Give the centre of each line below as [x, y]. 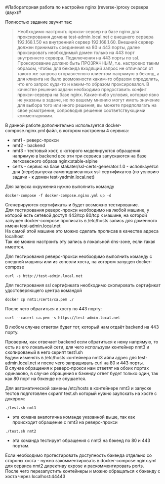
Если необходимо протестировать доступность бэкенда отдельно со [79, 455]
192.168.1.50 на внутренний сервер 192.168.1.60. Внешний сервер [85, 42]
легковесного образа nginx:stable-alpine [55, 161]
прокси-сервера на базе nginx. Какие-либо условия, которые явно [88, 95]
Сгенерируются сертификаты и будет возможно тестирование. [72, 205]
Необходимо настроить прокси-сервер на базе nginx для [78, 31]
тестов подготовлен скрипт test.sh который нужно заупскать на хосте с [81, 393]
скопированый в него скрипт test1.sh [44, 352]
